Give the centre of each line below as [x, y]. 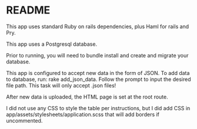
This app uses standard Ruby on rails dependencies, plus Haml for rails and [98, 26]
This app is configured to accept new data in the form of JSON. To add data [98, 73]
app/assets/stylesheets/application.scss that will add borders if [83, 114]
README [28, 10]
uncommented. [24, 120]
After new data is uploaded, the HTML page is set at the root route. [87, 97]
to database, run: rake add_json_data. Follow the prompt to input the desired [98, 79]
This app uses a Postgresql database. [52, 44]
